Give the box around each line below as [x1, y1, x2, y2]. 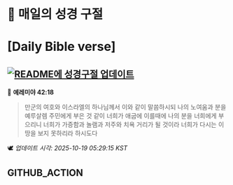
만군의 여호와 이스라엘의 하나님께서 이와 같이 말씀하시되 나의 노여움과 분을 [24, 103, 227, 112]
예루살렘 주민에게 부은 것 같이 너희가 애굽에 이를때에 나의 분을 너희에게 [24, 112, 217, 120]
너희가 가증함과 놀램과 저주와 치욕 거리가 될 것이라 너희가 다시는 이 [43, 120, 225, 129]
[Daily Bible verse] [7, 39, 116, 54]
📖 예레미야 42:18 [7, 88, 55, 96]
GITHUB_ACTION [7, 167, 84, 179]
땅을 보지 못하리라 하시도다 [24, 129, 98, 138]
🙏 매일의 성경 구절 [7, 6, 104, 22]
